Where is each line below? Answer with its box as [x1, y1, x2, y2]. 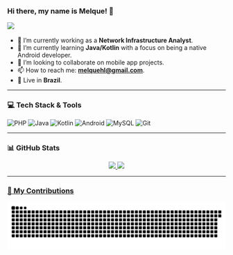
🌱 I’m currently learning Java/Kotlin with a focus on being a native [17, 44, 207, 52]
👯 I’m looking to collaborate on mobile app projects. [17, 58, 164, 67]
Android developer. [17, 51, 72, 60]
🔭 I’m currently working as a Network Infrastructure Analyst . [17, 36, 193, 44]
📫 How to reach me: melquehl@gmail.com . [17, 66, 145, 75]
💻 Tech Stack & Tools [7, 100, 82, 110]
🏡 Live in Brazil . [17, 76, 62, 85]
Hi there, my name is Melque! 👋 [7, 6, 114, 16]
